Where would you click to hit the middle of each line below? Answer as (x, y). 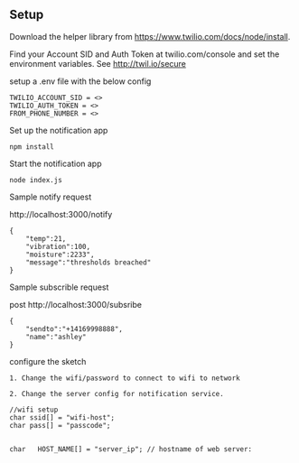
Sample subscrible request (59, 287)
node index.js (36, 180)
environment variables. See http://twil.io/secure (98, 63)
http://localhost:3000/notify (61, 214)
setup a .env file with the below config (80, 81)
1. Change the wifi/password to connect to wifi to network (125, 378)
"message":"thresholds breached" (89, 262)
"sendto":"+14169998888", (75, 329)
